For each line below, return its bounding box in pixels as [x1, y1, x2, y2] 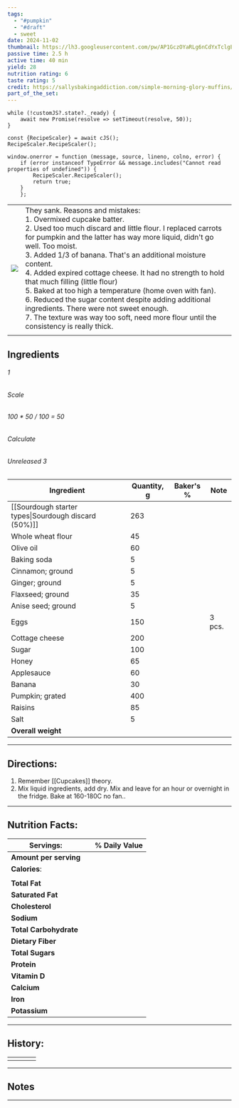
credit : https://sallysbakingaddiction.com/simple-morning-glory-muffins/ [7, 83, 234, 91]
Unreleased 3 [7, 457, 48, 465]
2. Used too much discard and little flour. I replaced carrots [25, 223, 222, 233]
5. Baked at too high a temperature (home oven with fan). [25, 286, 216, 296]
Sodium [11, 913, 38, 923]
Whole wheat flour [11, 532, 73, 542]
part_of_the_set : [7, 90, 59, 97]
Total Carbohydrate [11, 925, 78, 935]
